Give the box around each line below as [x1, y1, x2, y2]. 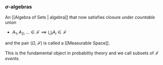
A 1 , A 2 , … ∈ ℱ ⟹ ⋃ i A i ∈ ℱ [12, 29, 67, 36]
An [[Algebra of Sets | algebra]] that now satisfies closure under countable [5, 15, 155, 20]
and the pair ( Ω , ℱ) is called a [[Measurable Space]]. [5, 40, 110, 46]
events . [5, 56, 20, 62]
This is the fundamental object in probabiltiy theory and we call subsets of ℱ [5, 50, 159, 56]
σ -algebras [5, 3, 32, 10]
